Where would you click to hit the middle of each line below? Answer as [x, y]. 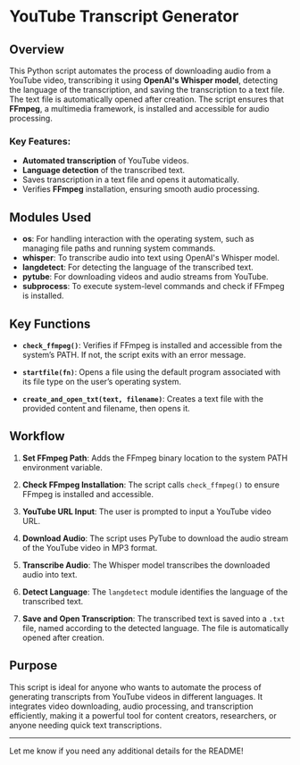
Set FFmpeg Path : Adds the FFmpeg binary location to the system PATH [155, 458]
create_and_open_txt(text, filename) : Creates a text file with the [142, 398]
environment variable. [62, 467]
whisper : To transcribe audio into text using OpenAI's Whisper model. [150, 258]
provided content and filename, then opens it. [106, 408]
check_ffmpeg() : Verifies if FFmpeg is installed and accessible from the [152, 345]
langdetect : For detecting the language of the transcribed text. [138, 267]
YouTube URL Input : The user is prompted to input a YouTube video [147, 511]
